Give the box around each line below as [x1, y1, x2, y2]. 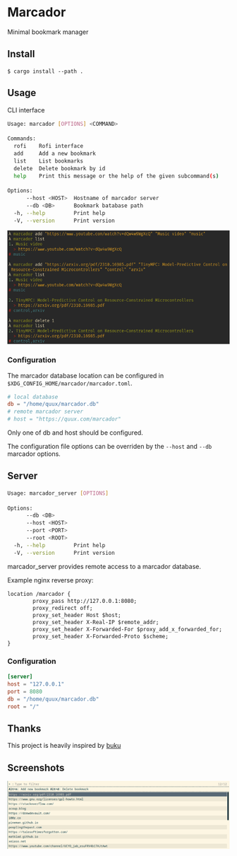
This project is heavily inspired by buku [7, 741, 121, 750]
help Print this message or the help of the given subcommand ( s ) [13, 172, 219, 180]
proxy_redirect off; [32, 604, 93, 611]
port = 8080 [7, 688, 42, 695]
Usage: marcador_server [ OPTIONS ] [7, 489, 109, 497]
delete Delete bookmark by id [13, 165, 106, 172]
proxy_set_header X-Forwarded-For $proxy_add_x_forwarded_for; [32, 626, 222, 633]
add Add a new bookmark [13, 150, 97, 158]
